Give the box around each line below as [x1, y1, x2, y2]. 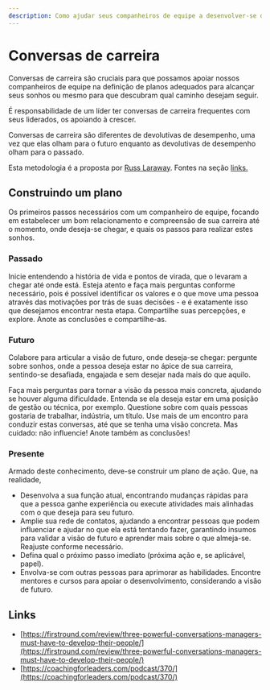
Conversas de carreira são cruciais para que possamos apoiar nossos [8, 73, 239, 83]
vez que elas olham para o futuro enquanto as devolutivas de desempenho [8, 138, 256, 148]
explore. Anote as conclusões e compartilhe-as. [8, 314, 167, 324]
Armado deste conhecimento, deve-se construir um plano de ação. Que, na [8, 466, 259, 476]
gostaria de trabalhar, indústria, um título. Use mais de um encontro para [8, 411, 249, 420]
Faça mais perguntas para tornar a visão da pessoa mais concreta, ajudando [8, 385, 262, 395]
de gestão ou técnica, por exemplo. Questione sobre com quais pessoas [8, 402, 248, 411]
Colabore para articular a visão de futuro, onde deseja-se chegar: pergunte [8, 352, 258, 362]
